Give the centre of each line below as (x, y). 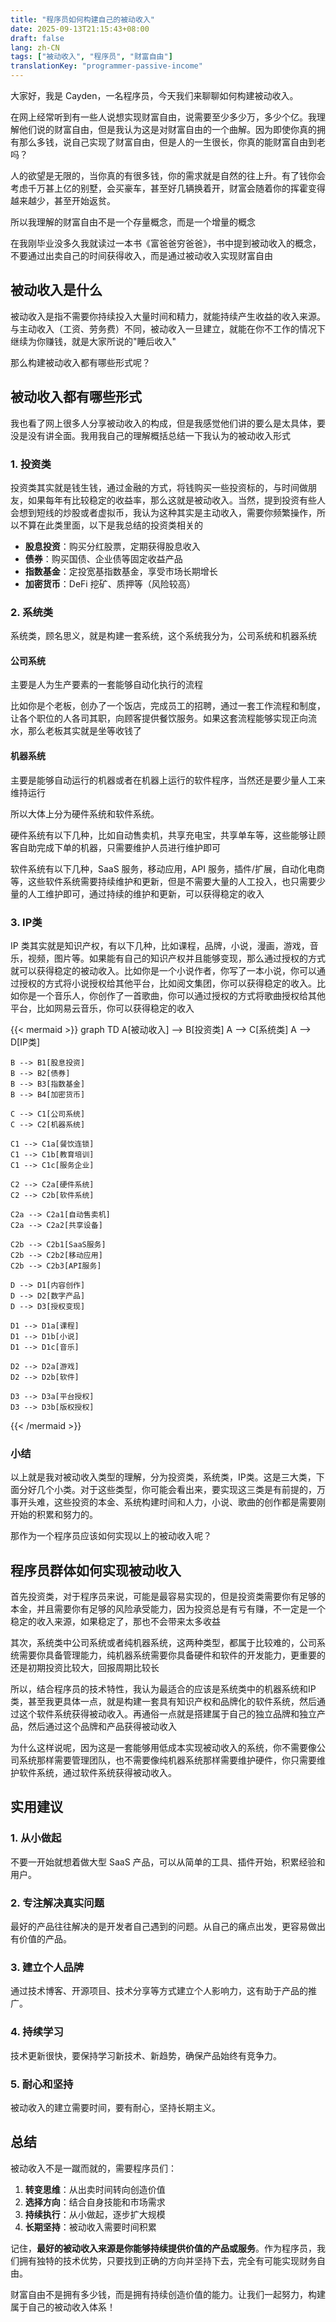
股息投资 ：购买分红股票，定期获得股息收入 (112, 546)
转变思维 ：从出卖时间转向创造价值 (95, 2189)
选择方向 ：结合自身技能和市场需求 (95, 2202)
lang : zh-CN (35, 47)
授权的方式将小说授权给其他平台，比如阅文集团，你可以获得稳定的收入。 (167, 983)
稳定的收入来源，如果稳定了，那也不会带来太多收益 (115, 1622)
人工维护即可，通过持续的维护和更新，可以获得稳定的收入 (146, 893)
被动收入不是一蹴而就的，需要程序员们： (93, 2168)
